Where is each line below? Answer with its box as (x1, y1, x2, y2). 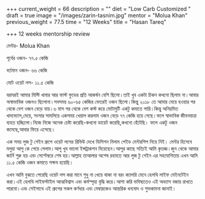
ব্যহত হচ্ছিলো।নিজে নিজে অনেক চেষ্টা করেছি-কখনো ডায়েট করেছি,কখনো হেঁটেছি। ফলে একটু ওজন (6, 119, 177, 126)
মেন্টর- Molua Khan (6, 42, 50, 49)
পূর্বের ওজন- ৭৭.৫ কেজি (6, 55, 49, 61)
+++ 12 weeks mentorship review (6, 30, 91, 37)
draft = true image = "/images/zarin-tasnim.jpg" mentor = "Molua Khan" (6, 12, 188, 19)
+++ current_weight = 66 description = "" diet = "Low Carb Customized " (6, 6, 191, 12)
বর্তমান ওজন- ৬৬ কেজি (6, 67, 48, 74)
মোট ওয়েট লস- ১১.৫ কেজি (6, 79, 54, 86)
